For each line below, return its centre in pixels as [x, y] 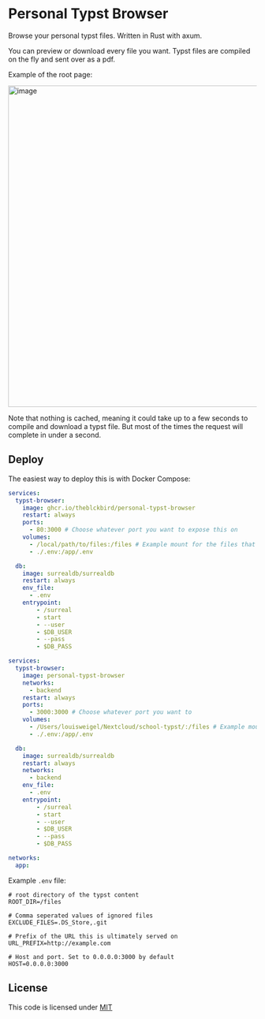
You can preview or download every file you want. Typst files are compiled [129, 50]
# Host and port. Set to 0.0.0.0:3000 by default [91, 957]
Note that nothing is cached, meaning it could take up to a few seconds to [128, 418]
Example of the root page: [50, 74]
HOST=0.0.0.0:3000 [38, 964]
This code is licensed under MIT [60, 1007]
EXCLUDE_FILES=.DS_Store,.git [58, 922]
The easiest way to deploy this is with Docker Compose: [99, 479]
